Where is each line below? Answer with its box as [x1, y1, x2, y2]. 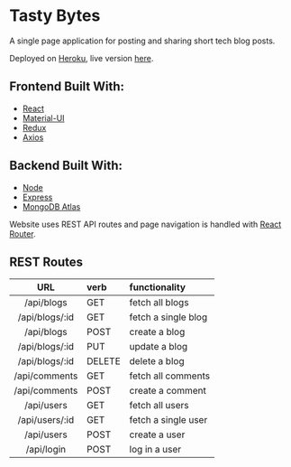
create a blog [129, 326, 186, 339]
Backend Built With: [9, 158, 123, 173]
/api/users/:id [17, 414, 75, 426]
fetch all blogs [129, 296, 189, 309]
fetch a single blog [129, 311, 208, 323]
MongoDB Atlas [22, 201, 81, 212]
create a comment [129, 385, 207, 397]
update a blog [129, 341, 188, 353]
